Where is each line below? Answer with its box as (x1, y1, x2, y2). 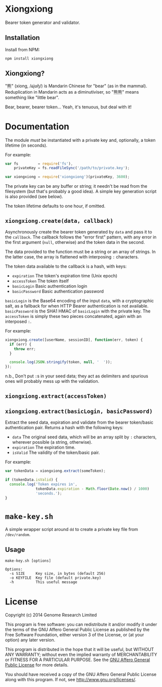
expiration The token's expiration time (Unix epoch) (12, 273, 118, 278)
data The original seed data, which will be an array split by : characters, (12, 434, 157, 440)
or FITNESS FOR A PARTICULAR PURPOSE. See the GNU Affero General (5, 657, 150, 663)
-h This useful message (9, 580, 78, 585)
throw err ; (14, 346, 36, 352)
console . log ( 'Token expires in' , (9, 482, 78, 487)
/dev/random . (5, 531, 31, 537)
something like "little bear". (5, 94, 60, 100)
